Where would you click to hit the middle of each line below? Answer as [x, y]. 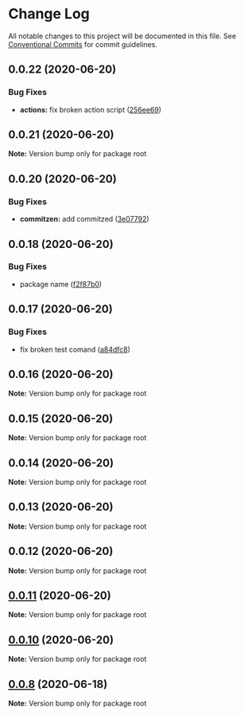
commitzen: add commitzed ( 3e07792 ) [84, 219]
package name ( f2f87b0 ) [61, 284]
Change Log [49, 14]
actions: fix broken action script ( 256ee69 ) [90, 109]
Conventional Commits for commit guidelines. [83, 44]
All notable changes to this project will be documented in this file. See [122, 36]
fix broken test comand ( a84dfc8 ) [75, 349]
